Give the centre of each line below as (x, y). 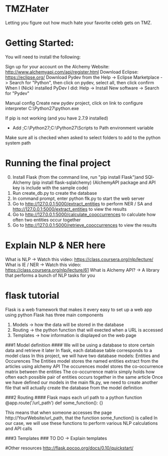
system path (18, 143)
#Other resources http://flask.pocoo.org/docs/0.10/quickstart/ (69, 448)
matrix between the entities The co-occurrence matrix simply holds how (80, 372)
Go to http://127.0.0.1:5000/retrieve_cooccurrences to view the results (85, 225)
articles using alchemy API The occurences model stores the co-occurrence (84, 366)
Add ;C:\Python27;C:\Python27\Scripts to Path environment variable (83, 128)
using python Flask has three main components (54, 315)
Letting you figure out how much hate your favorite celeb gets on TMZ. (78, 23)
